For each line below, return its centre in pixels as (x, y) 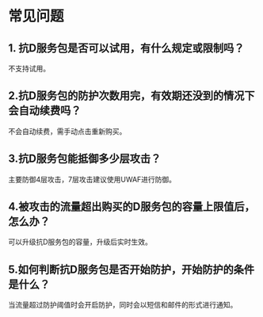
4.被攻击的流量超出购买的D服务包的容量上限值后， (131, 207)
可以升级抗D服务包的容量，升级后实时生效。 (80, 242)
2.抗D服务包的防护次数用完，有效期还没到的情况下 (131, 96)
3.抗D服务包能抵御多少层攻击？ (85, 159)
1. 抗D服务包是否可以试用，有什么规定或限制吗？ (126, 48)
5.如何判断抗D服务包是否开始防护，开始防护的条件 (131, 269)
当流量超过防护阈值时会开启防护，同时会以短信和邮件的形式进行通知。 (123, 305)
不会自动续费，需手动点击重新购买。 (67, 131)
